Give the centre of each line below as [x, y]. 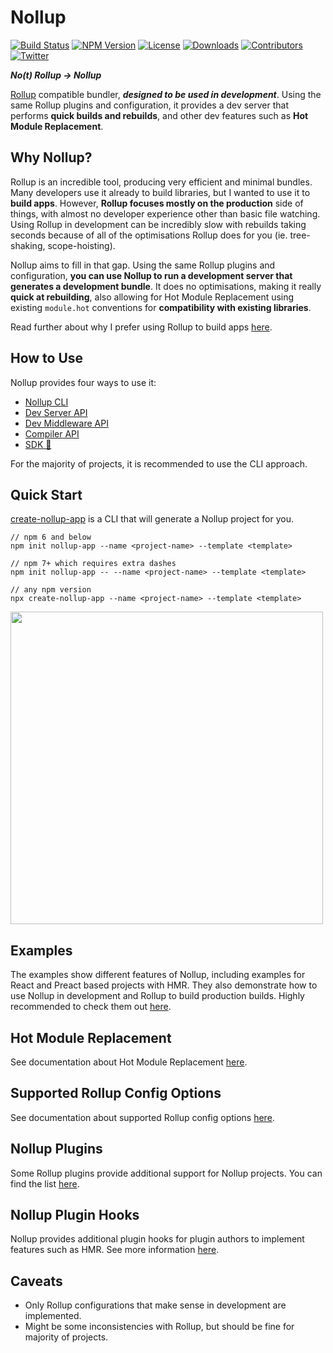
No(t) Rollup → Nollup [56, 75]
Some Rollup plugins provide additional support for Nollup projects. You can [166, 1173]
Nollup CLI [46, 402]
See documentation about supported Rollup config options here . [142, 1117]
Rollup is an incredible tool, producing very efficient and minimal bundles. [161, 182]
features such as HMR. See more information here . [115, 1250]
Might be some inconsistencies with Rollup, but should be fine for [159, 1327]
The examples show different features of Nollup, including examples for [158, 975]
